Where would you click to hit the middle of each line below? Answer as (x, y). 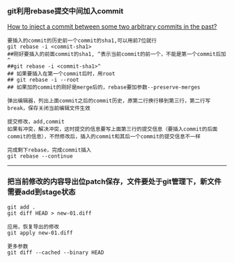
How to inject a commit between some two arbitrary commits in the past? (112, 27)
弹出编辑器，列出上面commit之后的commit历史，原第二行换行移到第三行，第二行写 (109, 101)
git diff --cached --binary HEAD (56, 253)
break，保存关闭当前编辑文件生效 (49, 108)
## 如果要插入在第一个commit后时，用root (61, 74)
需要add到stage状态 (41, 192)
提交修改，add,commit (36, 122)
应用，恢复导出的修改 (33, 227)
